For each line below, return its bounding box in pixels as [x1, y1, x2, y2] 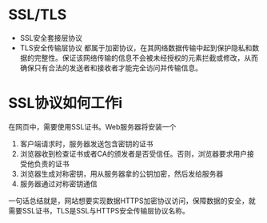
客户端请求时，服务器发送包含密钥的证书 [19, 138, 153, 149]
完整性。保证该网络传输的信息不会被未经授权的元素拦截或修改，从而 [34, 53, 258, 62]
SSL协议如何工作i [8, 94, 123, 113]
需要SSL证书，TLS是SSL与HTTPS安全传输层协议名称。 [8, 205, 190, 215]
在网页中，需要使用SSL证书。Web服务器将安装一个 [8, 121, 177, 131]
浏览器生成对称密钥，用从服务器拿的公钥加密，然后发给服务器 [19, 169, 224, 178]
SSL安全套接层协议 [19, 33, 82, 42]
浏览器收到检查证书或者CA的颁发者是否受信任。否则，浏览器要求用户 [19, 149, 248, 158]
